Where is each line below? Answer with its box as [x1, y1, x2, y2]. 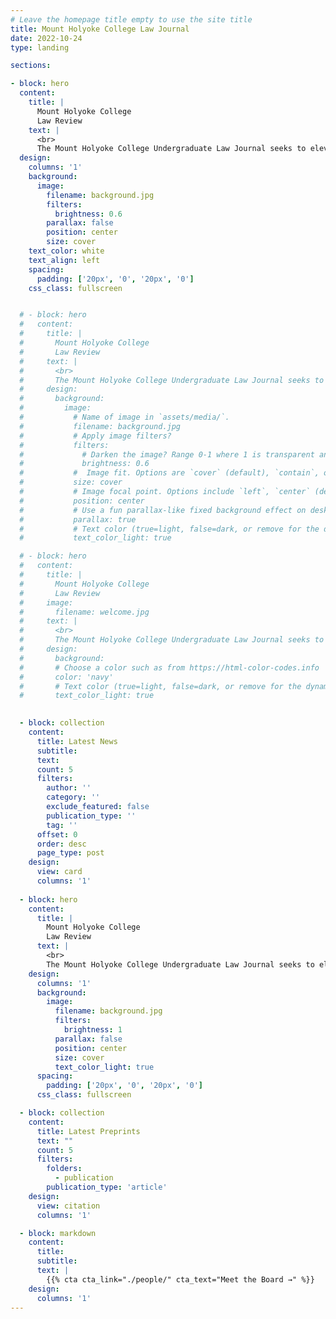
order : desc [36, 839, 87, 849]
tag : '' [46, 820, 78, 830]
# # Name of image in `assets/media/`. [19, 412, 230, 422]
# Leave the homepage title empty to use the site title [10, 14, 253, 25]
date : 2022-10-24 [10, 33, 83, 43]
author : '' [46, 783, 92, 793]
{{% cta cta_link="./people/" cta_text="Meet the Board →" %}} [46, 1274, 315, 1285]
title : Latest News [36, 736, 118, 746]
